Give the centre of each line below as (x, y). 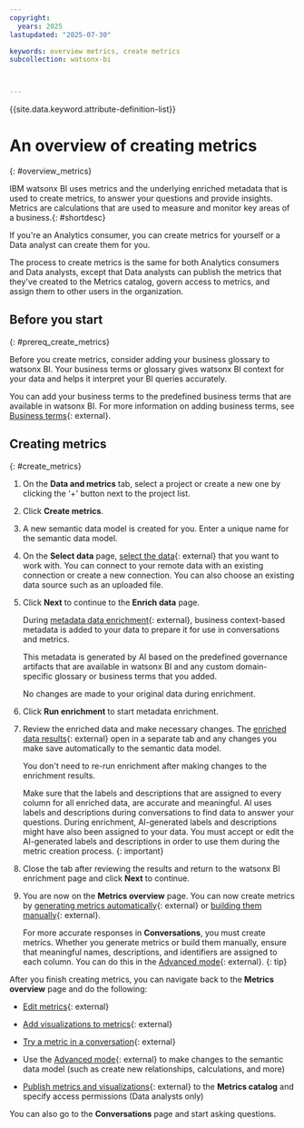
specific (37, 676)
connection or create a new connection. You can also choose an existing (158, 575)
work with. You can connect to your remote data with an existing (143, 565)
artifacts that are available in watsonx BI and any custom (128, 666)
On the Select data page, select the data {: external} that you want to (151, 556)
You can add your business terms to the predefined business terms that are (151, 396)
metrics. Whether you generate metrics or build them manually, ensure (155, 942)
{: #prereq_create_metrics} (60, 341)
